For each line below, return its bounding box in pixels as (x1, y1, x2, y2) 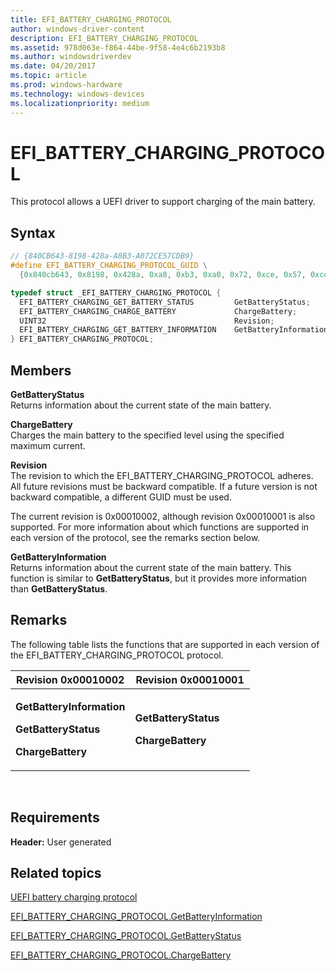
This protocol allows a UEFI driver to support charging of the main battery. (10, 196, 316, 208)
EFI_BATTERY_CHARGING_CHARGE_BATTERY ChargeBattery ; (19, 306, 298, 316)
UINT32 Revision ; (19, 316, 275, 326)
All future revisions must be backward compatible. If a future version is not (10, 480, 318, 492)
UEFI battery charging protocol (10, 891, 138, 903)
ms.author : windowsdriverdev (10, 52, 132, 62)
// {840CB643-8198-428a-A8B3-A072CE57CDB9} (10, 251, 195, 261)
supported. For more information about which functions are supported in (10, 521, 310, 533)
